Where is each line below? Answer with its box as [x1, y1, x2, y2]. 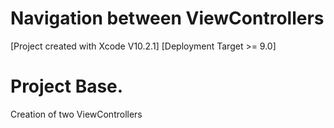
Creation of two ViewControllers [10, 108, 143, 120]
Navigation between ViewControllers [10, 7, 325, 30]
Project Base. [10, 75, 124, 98]
